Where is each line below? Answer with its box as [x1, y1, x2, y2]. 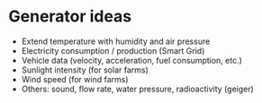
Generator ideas [8, 6, 132, 27]
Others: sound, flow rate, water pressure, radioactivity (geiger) [21, 83, 254, 94]
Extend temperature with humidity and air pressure [21, 36, 211, 47]
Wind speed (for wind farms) [21, 73, 129, 84]
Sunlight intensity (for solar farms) [21, 64, 149, 75]
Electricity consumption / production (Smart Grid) [21, 45, 205, 56]
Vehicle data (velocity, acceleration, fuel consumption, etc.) [21, 55, 242, 65]
